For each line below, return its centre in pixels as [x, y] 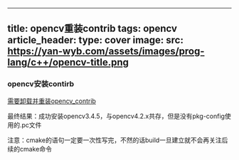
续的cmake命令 [30, 149]
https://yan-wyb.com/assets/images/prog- [106, 52]
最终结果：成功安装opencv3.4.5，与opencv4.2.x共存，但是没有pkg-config [116, 116]
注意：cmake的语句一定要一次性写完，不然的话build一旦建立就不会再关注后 [118, 140]
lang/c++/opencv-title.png [68, 62]
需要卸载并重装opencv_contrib [52, 101]
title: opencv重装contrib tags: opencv [92, 29]
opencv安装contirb [41, 84]
